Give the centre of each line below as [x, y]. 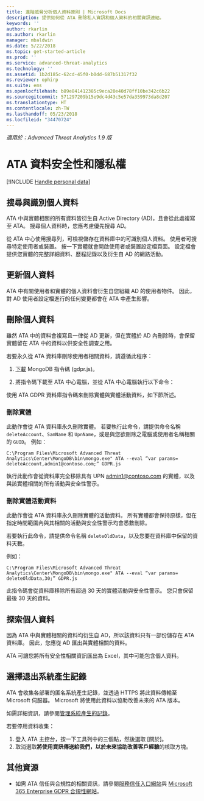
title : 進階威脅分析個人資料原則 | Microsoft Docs [66, 12]
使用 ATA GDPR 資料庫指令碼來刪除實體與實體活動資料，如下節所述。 [93, 395]
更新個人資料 [30, 275]
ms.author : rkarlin [31, 35]
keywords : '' [23, 23]
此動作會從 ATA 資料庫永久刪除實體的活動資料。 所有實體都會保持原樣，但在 [101, 515]
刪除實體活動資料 [31, 501]
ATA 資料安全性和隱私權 [66, 164]
